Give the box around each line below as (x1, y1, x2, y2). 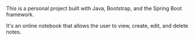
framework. (6, 11, 34, 18)
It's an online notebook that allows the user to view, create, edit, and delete (6, 23, 189, 29)
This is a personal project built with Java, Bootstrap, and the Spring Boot (6, 5, 182, 12)
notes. (6, 28, 22, 35)
